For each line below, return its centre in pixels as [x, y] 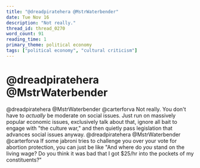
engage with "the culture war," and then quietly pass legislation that [90, 128]
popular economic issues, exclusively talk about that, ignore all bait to [92, 122]
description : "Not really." [41, 23]
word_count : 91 [25, 34]
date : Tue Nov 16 [28, 17]
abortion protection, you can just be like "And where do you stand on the [96, 147]
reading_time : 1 [26, 39]
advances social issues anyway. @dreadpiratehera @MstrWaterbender [93, 134]
